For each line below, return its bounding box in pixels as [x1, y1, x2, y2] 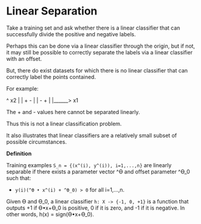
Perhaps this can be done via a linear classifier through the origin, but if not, [6, 42, 195, 50]
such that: [6, 174, 31, 182]
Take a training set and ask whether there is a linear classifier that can [6, 24, 180, 31]
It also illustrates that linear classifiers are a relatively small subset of [6, 132, 177, 139]
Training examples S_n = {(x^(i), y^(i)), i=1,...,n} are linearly [6, 161, 172, 168]
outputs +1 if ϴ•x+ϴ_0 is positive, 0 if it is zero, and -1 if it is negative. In [6, 204, 185, 211]
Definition [6, 150, 32, 157]
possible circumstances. [6, 138, 67, 146]
